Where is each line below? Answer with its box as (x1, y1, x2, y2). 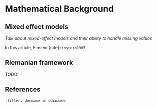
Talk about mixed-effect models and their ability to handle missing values (5, 35, 153, 41)
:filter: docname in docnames (5, 98, 66, 103)
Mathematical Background (5, 3, 114, 14)
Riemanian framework (5, 59, 74, 67)
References (5, 85, 41, 94)
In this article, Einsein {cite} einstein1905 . (5, 45, 87, 50)
